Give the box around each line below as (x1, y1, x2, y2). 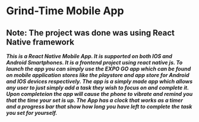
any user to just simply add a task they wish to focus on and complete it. (6, 84, 189, 91)
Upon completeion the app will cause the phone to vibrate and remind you (6, 91, 193, 97)
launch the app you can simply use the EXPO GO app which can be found (6, 65, 191, 72)
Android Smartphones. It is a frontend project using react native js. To (6, 59, 183, 66)
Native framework (6, 37, 74, 47)
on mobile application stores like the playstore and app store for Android (6, 72, 189, 78)
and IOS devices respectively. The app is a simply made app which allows (6, 78, 193, 85)
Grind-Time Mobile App (6, 4, 124, 18)
